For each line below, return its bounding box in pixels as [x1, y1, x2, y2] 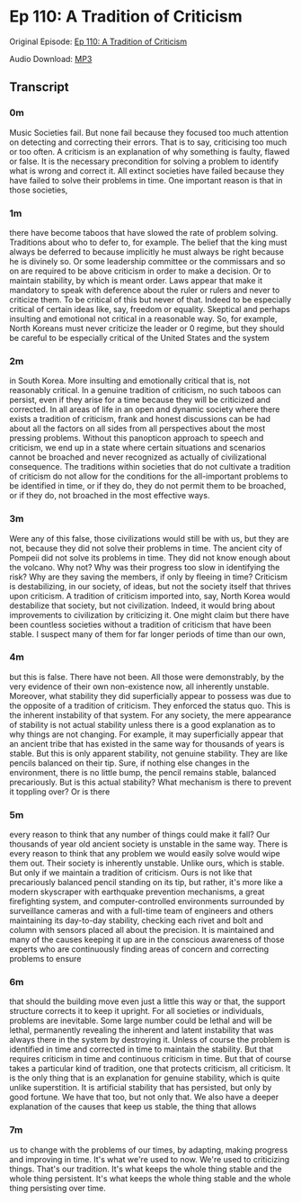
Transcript [9, 79, 69, 95]
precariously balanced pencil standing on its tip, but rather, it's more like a [9, 877, 283, 888]
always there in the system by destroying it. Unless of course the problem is [9, 1035, 290, 1045]
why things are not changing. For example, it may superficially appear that [9, 729, 284, 740]
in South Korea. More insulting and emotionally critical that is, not [9, 375, 251, 386]
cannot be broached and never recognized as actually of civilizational [9, 452, 267, 462]
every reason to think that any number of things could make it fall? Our [9, 830, 270, 840]
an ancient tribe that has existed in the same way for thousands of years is [9, 738, 285, 749]
